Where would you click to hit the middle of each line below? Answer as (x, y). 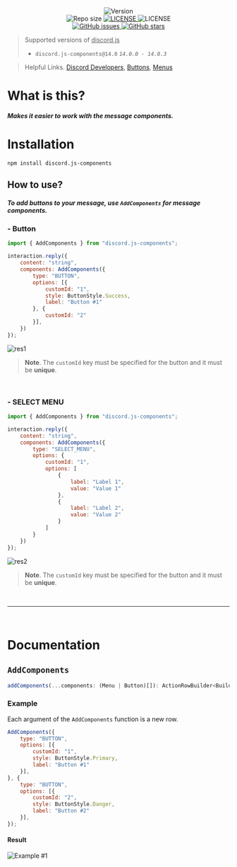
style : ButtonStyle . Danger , (74, 804)
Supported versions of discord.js (72, 40)
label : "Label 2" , (97, 508)
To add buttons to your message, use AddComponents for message (104, 203)
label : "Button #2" (61, 811)
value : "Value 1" (96, 488)
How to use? (35, 185)
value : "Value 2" (96, 515)
